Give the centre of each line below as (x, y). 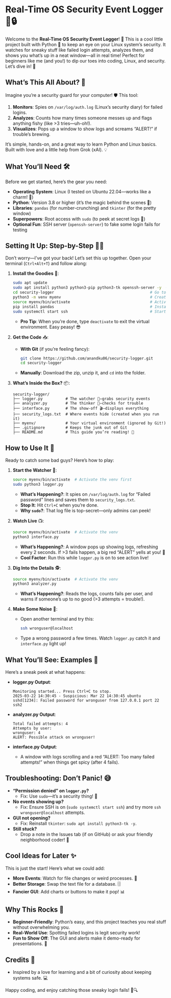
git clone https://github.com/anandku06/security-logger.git (87, 358)
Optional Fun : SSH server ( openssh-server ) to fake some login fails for (87, 224)
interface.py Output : (35, 747)
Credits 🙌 (20, 960)
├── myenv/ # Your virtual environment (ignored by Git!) (89, 423)
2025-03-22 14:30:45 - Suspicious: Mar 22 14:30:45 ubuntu (77, 696)
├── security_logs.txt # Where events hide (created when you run (86, 414)
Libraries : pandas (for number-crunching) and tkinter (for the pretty (84, 208)
